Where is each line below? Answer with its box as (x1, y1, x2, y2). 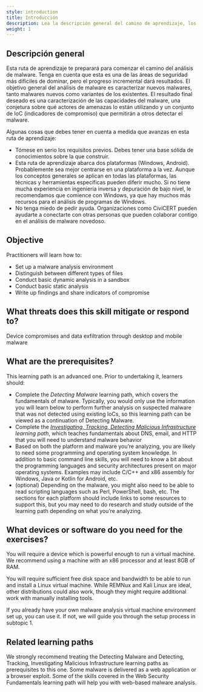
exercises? (6, 534, 48, 545)
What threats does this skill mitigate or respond (6, 307, 190, 317)
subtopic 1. (6, 619, 33, 627)
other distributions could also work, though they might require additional (6, 588, 187, 595)
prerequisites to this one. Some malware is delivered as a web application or (6, 666, 197, 673)
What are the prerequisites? (6, 357, 114, 367)
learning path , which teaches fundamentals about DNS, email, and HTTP (15, 430, 197, 437)
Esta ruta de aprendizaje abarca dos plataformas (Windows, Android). (15, 159, 190, 167)
